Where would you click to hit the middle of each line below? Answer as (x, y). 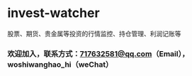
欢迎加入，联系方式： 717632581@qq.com (80, 53)
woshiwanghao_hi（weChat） (60, 64)
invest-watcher (54, 13)
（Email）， (171, 53)
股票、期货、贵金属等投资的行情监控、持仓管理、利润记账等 (94, 33)
